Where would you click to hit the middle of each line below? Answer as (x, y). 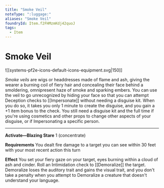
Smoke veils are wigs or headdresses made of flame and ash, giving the (77, 79)
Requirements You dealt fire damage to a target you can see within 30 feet (81, 144)
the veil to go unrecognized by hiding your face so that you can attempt (77, 95)
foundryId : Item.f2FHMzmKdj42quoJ (40, 23)
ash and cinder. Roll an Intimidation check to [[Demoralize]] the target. (75, 164)
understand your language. (32, 180)
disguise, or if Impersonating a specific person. (52, 121)
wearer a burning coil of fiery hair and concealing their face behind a (74, 85)
